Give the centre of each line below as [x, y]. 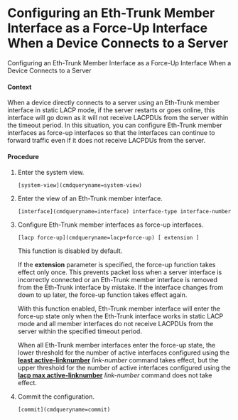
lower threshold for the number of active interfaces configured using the [123, 352]
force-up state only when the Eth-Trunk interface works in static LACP [120, 316]
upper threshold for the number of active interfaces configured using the [124, 368]
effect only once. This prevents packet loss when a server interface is [120, 272]
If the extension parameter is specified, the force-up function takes [117, 265]
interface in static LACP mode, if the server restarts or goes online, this [111, 110]
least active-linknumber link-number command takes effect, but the [118, 360]
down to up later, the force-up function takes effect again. [102, 295]
